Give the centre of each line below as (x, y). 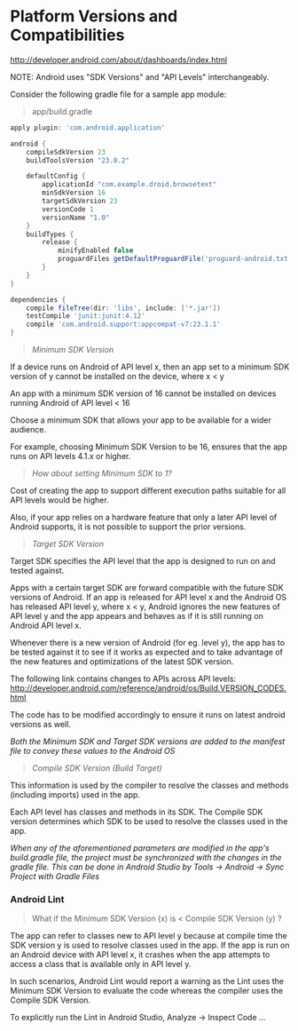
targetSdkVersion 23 (80, 202)
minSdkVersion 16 (74, 193)
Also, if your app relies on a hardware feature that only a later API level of (144, 518)
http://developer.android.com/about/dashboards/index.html (119, 59)
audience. (28, 430)
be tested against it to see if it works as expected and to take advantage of (146, 652)
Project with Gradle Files (55, 876)
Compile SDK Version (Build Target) (97, 768)
